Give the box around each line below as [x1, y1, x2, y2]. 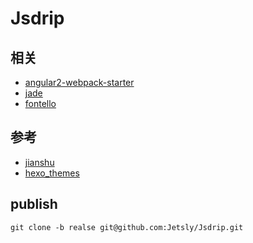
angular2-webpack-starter [24, 77, 135, 88]
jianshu [24, 156, 55, 168]
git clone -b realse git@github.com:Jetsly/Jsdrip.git [10, 222, 244, 232]
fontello [24, 98, 57, 109]
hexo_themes [24, 167, 80, 179]
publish [10, 196, 58, 213]
